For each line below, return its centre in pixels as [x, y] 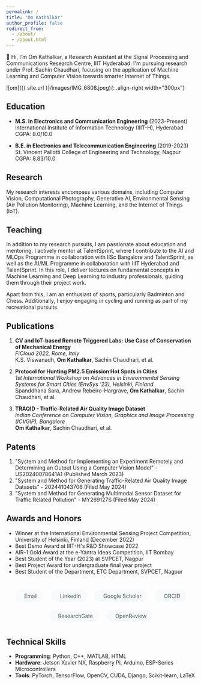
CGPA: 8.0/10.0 [34, 134]
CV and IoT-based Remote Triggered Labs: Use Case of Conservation [103, 341]
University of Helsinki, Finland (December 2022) [75, 539]
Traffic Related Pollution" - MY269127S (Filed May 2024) [85, 500]
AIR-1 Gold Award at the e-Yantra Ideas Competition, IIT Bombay [94, 552]
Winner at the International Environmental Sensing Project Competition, [103, 533]
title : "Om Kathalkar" [34, 17]
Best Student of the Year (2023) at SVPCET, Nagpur [79, 559]
